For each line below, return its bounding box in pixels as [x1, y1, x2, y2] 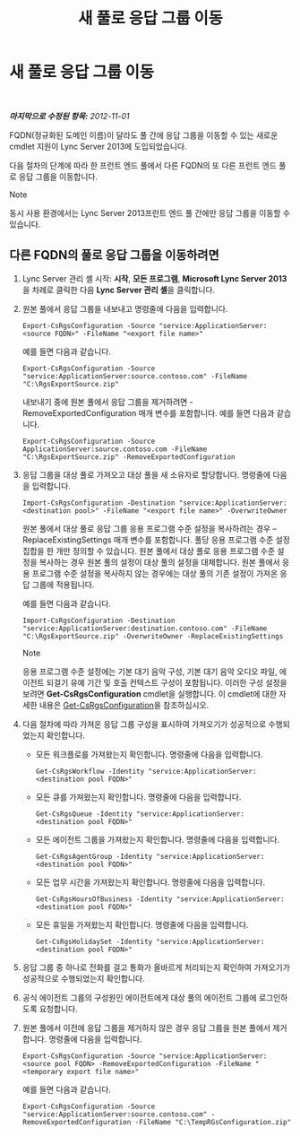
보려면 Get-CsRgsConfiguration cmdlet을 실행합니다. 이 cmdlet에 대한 [21, 688, 278, 699]
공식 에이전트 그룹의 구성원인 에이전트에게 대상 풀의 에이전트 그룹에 [21, 992, 257, 1002]
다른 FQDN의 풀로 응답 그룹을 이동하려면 [9, 247, 219, 263]
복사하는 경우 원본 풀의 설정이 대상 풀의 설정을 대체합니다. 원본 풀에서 [39, 557, 280, 568]
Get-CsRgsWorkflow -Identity [35, 767, 145, 776]
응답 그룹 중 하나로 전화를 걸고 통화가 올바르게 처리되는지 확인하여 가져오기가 [21, 961, 291, 973]
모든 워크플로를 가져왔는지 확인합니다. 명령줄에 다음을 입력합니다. [35, 749, 263, 759]
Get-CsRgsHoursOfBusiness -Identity [35, 894, 173, 904]
